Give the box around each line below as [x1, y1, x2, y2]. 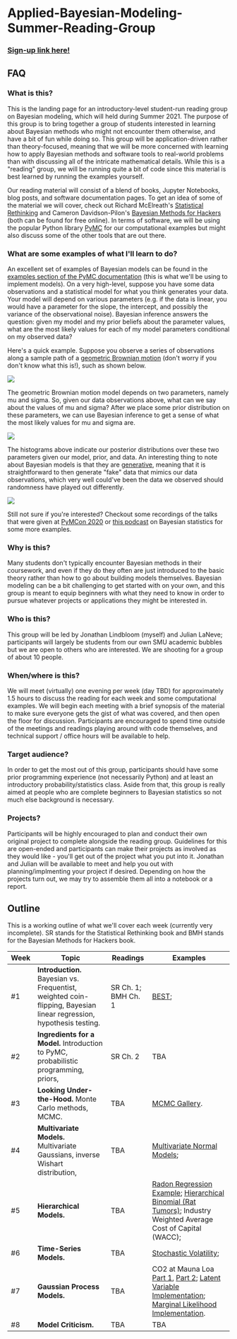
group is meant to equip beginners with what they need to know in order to [7, 589, 224, 598]
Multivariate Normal [152, 1141, 217, 1151]
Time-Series [37, 1244, 82, 1254]
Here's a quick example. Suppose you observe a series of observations [7, 346, 215, 355]
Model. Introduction [37, 1039, 104, 1049]
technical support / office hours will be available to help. [7, 731, 171, 740]
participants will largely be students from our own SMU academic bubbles [7, 637, 223, 646]
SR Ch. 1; [110, 983, 142, 993]
